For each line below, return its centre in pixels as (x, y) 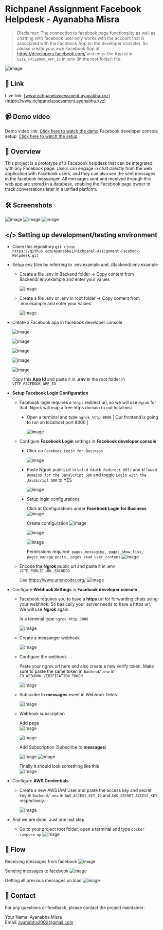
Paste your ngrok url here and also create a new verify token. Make (87, 666)
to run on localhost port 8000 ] (57, 422)
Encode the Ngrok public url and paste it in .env (67, 566)
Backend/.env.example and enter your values (64, 279)
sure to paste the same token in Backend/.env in (67, 671)
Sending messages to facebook (37, 871)
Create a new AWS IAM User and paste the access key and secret (85, 790)
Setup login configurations (53, 499)
